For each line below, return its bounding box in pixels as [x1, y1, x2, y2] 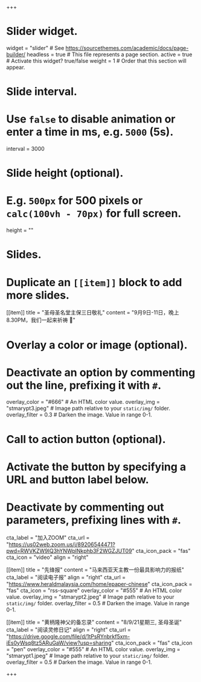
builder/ [6, 51, 26, 58]
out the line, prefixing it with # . [6, 378, 162, 392]
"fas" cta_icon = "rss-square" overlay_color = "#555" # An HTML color [6, 587, 182, 594]
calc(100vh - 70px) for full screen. [6, 206, 182, 220]
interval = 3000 [6, 145, 45, 153]
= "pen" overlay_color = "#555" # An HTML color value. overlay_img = [6, 645, 181, 652]
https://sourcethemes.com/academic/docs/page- [65, 44, 189, 51]
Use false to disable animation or [6, 112, 176, 126]
